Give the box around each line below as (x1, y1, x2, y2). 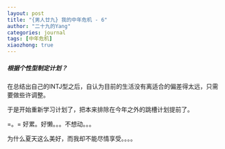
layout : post (7, 10, 45, 17)
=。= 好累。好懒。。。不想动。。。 (7, 120, 95, 128)
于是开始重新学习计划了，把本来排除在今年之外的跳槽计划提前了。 (7, 105, 193, 113)
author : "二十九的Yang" (7, 23, 71, 29)
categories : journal (7, 29, 67, 36)
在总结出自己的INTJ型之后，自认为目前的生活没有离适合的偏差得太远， (7, 82, 207, 90)
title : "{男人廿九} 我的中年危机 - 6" (7, 16, 108, 23)
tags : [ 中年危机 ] (7, 36, 53, 42)
